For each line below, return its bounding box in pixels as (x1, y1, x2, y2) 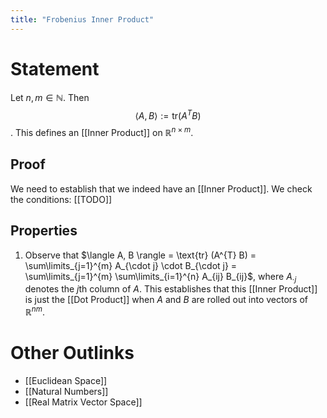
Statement (10, 57, 100, 80)
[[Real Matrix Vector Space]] (24, 396, 143, 408)
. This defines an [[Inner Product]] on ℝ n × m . (10, 125, 194, 138)
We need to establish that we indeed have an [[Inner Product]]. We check (10, 182, 313, 195)
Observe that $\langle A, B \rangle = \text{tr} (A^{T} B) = (24, 249, 257, 261)
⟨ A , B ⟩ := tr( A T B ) (134, 107, 202, 121)
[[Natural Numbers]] (24, 385, 109, 397)
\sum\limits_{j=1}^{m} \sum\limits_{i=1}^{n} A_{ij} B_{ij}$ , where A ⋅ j (24, 270, 297, 285)
